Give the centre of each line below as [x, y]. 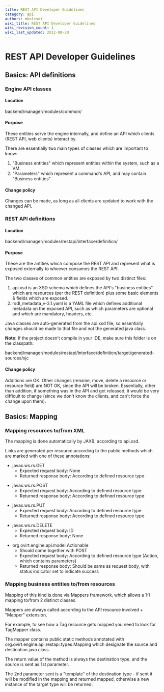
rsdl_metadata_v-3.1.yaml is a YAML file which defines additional [77, 304]
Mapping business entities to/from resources [60, 584]
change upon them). [26, 401]
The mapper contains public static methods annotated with [65, 639]
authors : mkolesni [24, 19]
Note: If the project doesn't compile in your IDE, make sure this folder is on [81, 338]
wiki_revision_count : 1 [29, 28]
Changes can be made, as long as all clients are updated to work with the [79, 201]
